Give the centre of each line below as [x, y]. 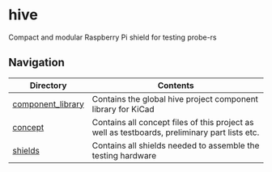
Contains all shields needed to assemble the [176, 145]
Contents [176, 85]
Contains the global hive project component [175, 99]
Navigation [36, 63]
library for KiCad [123, 109]
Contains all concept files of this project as [173, 122]
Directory [48, 85]
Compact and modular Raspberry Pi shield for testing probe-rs [113, 37]
